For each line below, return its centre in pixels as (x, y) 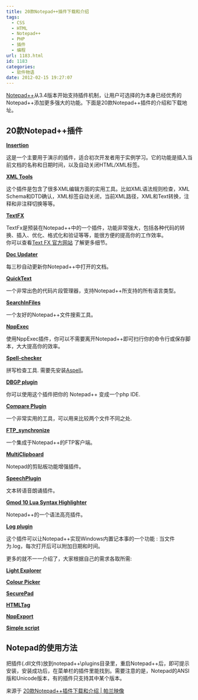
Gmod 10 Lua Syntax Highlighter (46, 502)
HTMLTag (18, 605)
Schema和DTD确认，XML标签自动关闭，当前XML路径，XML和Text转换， (95, 196)
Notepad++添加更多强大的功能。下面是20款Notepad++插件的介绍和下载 (94, 103)
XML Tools (20, 176)
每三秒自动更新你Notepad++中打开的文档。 (59, 266)
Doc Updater (22, 254)
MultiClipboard (25, 454)
